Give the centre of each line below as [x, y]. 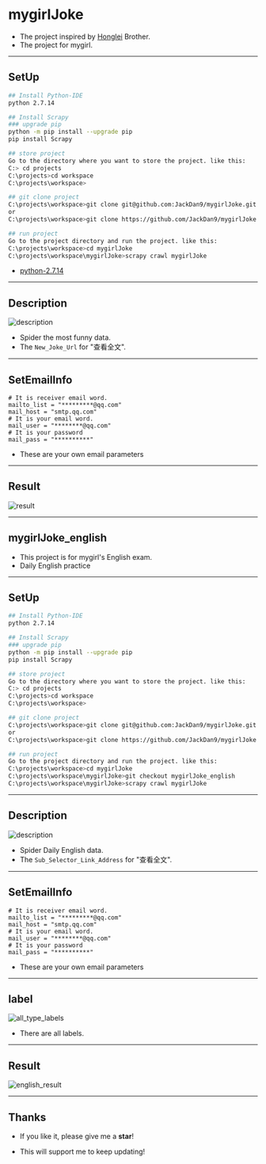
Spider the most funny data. [65, 337]
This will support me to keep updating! [82, 1151]
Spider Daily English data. [61, 850]
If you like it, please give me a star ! [77, 1136]
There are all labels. [52, 1033]
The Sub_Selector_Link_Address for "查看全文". [96, 859]
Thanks [27, 1117]
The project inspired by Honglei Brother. [85, 36]
